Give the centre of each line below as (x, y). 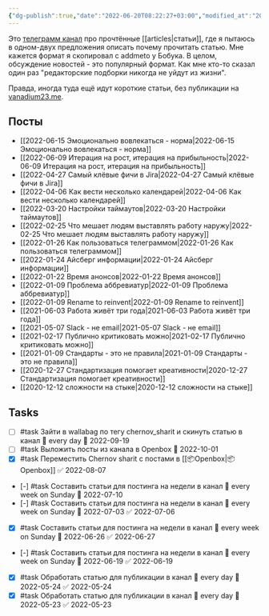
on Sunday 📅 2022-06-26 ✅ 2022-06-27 (88, 537)
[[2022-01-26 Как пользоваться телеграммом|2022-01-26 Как (126, 243)
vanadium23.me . (36, 96)
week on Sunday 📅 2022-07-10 (71, 495)
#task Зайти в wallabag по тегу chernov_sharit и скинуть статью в (131, 432)
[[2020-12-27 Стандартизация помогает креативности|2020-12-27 (134, 370)
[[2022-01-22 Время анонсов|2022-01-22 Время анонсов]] (120, 277)
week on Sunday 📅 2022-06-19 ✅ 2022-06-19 (96, 562)
